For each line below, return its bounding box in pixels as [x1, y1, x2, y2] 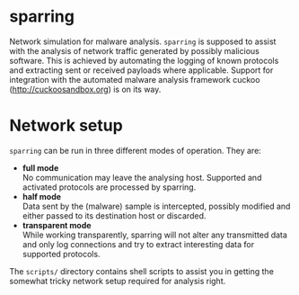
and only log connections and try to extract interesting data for [22, 238, 254, 249]
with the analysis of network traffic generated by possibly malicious [9, 45, 260, 56]
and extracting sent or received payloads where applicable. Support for [9, 65, 274, 76]
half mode [22, 191, 61, 201]
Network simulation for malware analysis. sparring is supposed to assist [9, 36, 277, 47]
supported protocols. [22, 248, 101, 259]
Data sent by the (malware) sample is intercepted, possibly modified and [22, 201, 291, 211]
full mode [22, 162, 59, 173]
